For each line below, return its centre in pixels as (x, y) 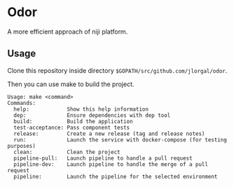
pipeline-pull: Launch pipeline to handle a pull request (103, 158)
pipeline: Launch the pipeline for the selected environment (116, 176)
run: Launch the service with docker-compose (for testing (121, 140)
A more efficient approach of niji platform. (68, 32)
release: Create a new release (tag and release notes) (109, 134)
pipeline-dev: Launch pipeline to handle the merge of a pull (111, 164)
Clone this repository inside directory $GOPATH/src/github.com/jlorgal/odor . (117, 70)
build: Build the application (73, 121)
